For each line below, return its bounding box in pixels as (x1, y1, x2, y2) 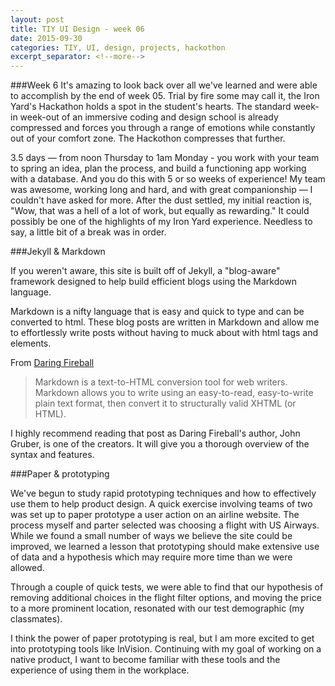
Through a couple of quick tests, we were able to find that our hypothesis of (10, 581, 324, 593)
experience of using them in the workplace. (10, 664, 190, 676)
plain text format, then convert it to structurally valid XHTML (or (34, 397, 297, 410)
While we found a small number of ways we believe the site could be (10, 530, 293, 542)
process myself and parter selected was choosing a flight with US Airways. (10, 519, 320, 531)
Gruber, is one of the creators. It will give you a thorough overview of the (10, 438, 310, 450)
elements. (10, 337, 52, 350)
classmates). (10, 613, 63, 625)
